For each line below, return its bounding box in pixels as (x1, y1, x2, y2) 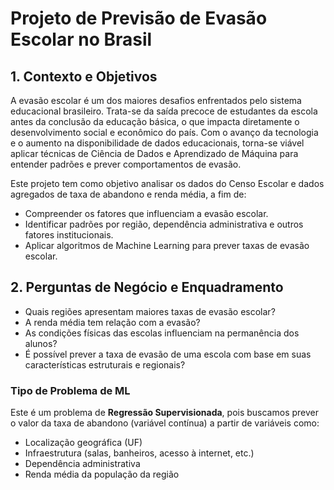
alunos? (24, 337, 58, 349)
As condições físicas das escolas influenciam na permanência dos (24, 327, 300, 339)
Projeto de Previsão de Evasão (10, 7, 268, 30)
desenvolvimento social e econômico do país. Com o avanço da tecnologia (10, 127, 319, 138)
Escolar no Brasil (10, 28, 153, 51)
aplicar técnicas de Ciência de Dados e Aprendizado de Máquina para (10, 148, 299, 159)
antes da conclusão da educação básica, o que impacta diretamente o (10, 116, 300, 127)
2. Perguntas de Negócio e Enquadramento (10, 279, 284, 296)
